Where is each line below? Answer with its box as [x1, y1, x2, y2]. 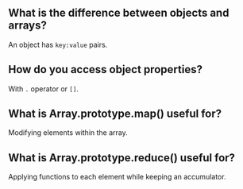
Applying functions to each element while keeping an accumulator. [8, 172, 226, 182]
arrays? [8, 19, 48, 33]
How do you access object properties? [8, 63, 202, 76]
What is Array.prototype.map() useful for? [8, 107, 222, 121]
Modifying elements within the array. [8, 128, 129, 137]
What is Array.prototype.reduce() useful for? [8, 151, 236, 164]
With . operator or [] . [8, 83, 79, 94]
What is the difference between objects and [8, 6, 229, 20]
